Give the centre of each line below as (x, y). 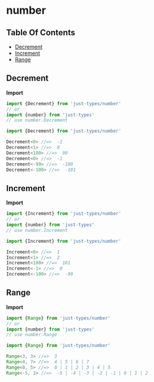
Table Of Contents (41, 33)
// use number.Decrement (37, 120)
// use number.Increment (37, 230)
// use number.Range (32, 335)
